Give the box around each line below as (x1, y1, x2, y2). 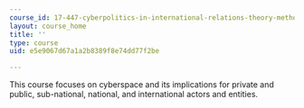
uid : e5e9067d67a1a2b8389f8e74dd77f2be (9, 47, 160, 56)
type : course (9, 38, 59, 48)
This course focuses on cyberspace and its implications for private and (9, 79, 274, 90)
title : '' (9, 30, 47, 39)
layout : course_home (9, 22, 88, 31)
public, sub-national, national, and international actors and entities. (9, 89, 259, 100)
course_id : (9, 13, 51, 22)
